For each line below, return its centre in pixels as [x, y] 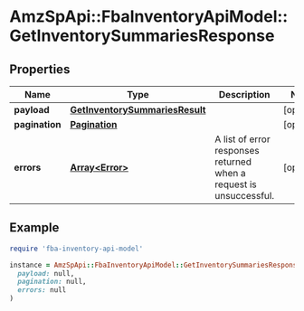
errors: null [42, 290]
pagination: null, [52, 282]
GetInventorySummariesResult [138, 110]
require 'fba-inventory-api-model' [76, 249]
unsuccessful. [244, 196]
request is [236, 184]
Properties [40, 69]
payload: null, [46, 273]
